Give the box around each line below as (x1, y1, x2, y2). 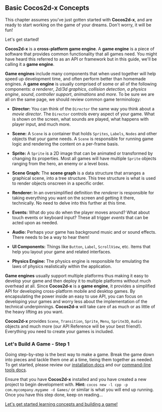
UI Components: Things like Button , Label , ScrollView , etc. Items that (12, 243, 151, 249)
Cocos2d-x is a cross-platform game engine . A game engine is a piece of (5, 46, 155, 51)
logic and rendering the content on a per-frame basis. (12, 141, 119, 147)
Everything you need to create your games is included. (5, 328, 114, 334)
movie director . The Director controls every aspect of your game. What (12, 111, 155, 117)
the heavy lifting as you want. (5, 309, 64, 315)
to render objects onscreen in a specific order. (12, 180, 104, 186)
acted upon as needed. (12, 220, 59, 225)
